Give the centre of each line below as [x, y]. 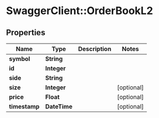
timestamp [24, 107]
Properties [26, 33]
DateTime [59, 107]
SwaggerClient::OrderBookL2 [79, 11]
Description [95, 49]
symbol [20, 59]
